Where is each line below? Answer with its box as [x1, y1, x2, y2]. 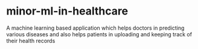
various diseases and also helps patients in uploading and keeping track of [6, 30, 192, 38]
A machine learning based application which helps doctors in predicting [6, 24, 185, 31]
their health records [6, 37, 56, 44]
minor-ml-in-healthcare [6, 4, 129, 18]
